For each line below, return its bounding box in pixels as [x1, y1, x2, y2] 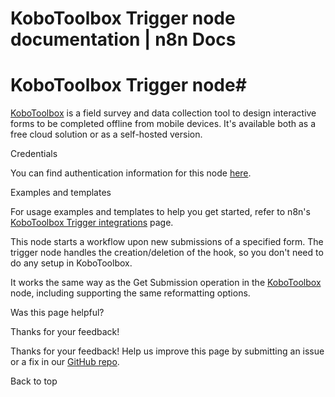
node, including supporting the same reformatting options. [10, 287, 251, 299]
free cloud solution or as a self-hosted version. [10, 128, 203, 141]
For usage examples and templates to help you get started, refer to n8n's [10, 206, 311, 218]
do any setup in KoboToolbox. [10, 257, 133, 269]
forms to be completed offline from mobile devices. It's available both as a [10, 118, 317, 130]
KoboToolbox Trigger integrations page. [10, 217, 174, 229]
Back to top [10, 375, 58, 387]
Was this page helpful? [10, 307, 105, 319]
